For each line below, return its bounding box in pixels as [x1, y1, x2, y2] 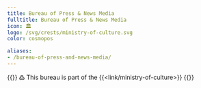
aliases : [7, 48, 32, 55]
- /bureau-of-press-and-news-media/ [7, 54, 111, 61]
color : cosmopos [7, 35, 53, 42]
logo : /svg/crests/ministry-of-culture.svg [7, 29, 133, 36]
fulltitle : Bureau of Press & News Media [7, 16, 127, 23]
